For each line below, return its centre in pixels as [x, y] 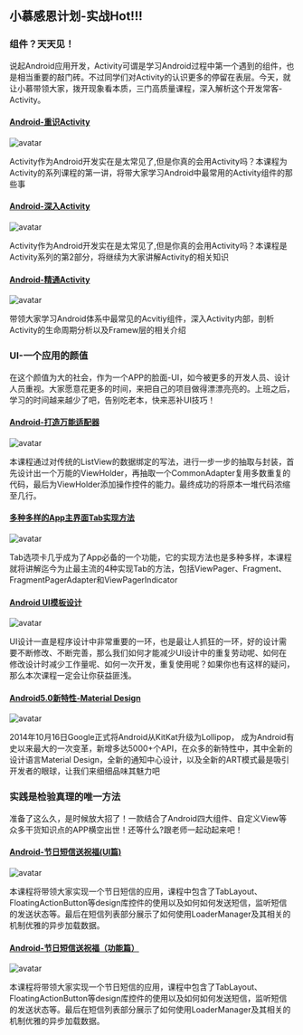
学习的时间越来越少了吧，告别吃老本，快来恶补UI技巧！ [113, 400]
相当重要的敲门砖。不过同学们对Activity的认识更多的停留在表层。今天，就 [154, 77]
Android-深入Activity [50, 206]
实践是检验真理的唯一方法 [65, 797]
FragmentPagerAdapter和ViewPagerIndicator [94, 580]
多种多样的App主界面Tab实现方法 [72, 517]
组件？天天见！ [42, 44]
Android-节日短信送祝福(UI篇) [66, 852]
